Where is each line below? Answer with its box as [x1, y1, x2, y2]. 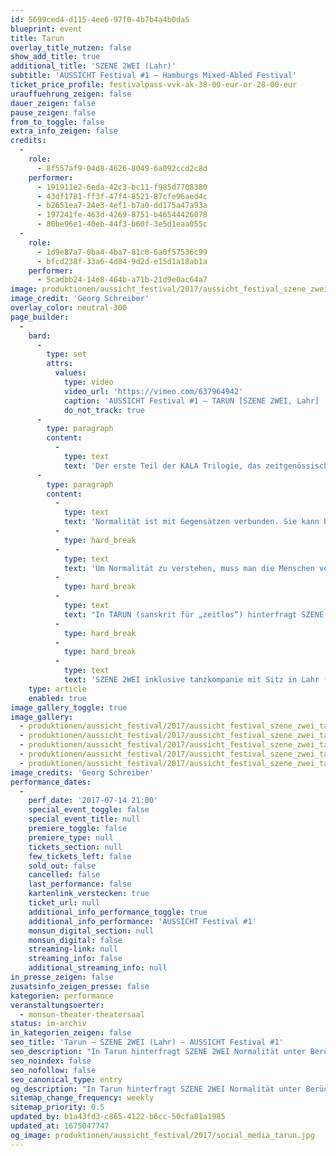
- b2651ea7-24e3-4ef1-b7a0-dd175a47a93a [36, 201, 208, 211]
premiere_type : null [28, 832, 114, 843]
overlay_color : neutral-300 [10, 303, 128, 313]
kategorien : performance [10, 991, 114, 1001]
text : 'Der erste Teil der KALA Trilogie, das [63, 461, 262, 471]
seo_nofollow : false [10, 1065, 97, 1075]
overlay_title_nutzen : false [10, 42, 132, 53]
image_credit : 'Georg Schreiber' [10, 294, 150, 304]
